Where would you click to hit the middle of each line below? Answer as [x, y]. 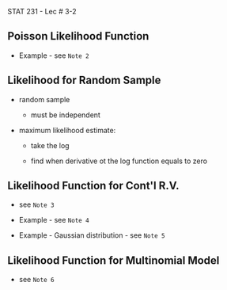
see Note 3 [36, 204]
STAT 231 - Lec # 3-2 [42, 11]
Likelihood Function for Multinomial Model [114, 260]
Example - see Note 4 [54, 220]
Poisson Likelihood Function [78, 36]
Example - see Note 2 [54, 55]
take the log [50, 145]
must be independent [65, 115]
